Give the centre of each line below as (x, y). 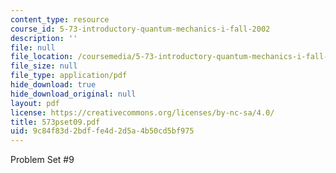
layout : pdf (35, 103)
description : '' (44, 38)
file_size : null (44, 66)
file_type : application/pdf (69, 76)
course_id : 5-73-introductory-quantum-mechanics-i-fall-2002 (140, 29)
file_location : (42, 57)
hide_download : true (53, 85)
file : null (33, 47)
